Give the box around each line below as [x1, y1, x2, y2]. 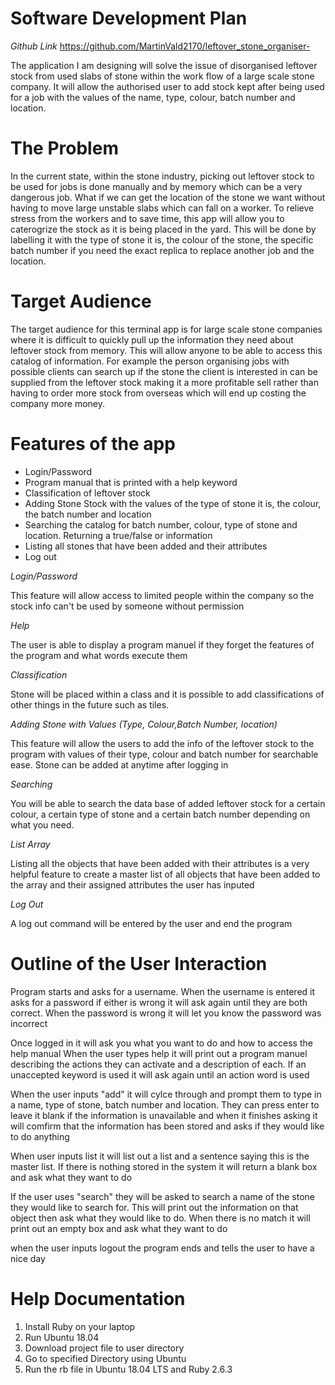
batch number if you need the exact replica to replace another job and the [10, 244, 315, 256]
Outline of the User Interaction [10, 952, 268, 975]
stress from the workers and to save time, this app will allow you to [10, 212, 285, 224]
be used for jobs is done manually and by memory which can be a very [10, 180, 303, 192]
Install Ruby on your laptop [24, 1320, 136, 1332]
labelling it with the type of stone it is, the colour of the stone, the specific [10, 233, 314, 246]
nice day [10, 1252, 46, 1264]
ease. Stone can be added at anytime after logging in [10, 758, 229, 771]
